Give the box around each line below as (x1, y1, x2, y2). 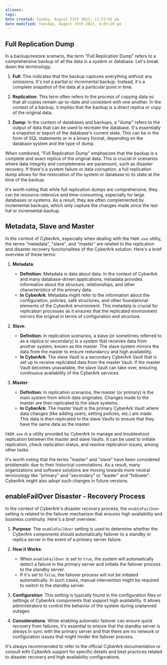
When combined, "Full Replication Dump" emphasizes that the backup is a (5, 150, 158, 156)
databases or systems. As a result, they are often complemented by (5, 197, 144, 203)
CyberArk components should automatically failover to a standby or (12, 531, 152, 537)
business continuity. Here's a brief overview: (5, 516, 97, 522)
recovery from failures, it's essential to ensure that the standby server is (12, 623, 161, 629)
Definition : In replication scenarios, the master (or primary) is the (19, 389, 154, 395)
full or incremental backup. (5, 208, 61, 214)
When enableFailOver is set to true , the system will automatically (19, 555, 154, 561)
